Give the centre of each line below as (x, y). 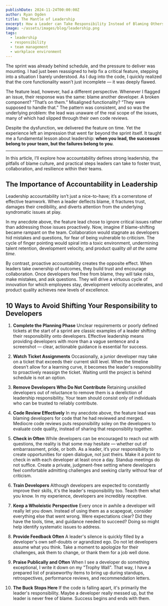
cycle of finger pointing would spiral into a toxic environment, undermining (82, 243)
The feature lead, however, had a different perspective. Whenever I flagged (83, 91)
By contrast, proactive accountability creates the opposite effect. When (79, 263)
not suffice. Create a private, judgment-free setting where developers (84, 465)
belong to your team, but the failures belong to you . (60, 143)
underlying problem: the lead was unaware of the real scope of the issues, (82, 112)
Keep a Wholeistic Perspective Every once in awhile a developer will (84, 506)
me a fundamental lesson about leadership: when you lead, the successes (83, 138)
